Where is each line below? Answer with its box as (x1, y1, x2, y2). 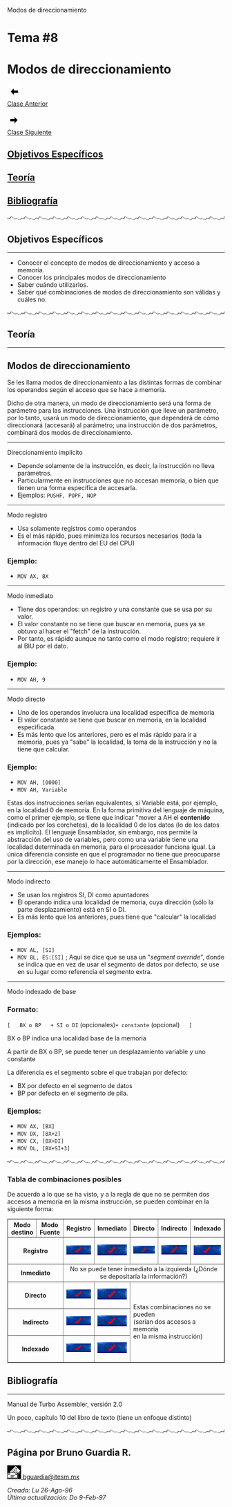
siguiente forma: (7, 1205, 54, 1213)
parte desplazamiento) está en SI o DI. (17, 906, 126, 914)
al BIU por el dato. (17, 642, 69, 650)
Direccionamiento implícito (7, 449, 83, 457)
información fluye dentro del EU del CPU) (17, 539, 135, 547)
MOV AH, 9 (17, 676, 46, 683)
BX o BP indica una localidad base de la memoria (7, 1033, 147, 1042)
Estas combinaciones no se (133, 1302, 211, 1311)
